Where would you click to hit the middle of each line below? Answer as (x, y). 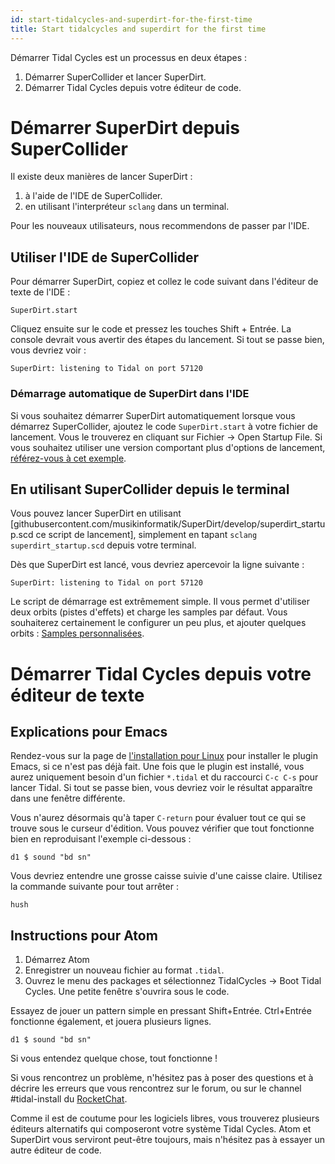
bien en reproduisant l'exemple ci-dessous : (101, 839)
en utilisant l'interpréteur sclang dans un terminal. (127, 207)
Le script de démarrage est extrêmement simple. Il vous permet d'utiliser (160, 602)
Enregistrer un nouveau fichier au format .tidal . (124, 970)
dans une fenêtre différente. (68, 798)
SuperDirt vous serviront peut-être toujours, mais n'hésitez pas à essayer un (167, 1140)
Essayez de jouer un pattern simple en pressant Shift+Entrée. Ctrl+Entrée (161, 1011)
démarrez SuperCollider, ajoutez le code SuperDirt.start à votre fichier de (164, 426)
